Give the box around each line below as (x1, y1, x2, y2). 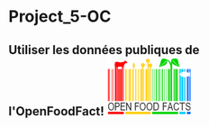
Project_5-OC (8, 6, 112, 27)
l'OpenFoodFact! (8, 104, 104, 119)
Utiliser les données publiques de (8, 42, 200, 58)
